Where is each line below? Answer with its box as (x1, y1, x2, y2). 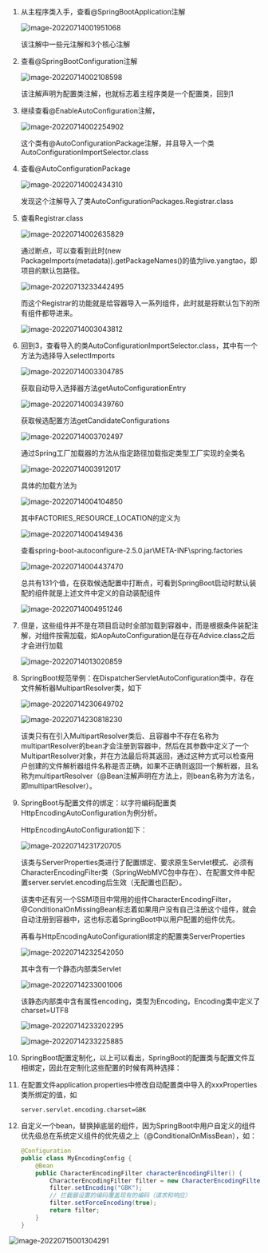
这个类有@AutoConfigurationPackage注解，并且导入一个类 (20, 138, 215, 148)
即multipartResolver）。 (20, 781, 97, 790)
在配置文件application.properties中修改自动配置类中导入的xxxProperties (20, 1080, 258, 1089)
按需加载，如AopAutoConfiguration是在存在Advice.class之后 (55, 631, 255, 640)
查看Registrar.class (20, 213, 84, 222)
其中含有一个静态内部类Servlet (20, 964, 122, 973)
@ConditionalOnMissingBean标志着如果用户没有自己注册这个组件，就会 (20, 904, 257, 914)
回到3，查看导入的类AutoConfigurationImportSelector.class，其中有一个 (20, 341, 258, 350)
